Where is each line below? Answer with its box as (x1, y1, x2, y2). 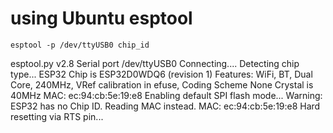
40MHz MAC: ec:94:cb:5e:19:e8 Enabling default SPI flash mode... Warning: (10, 89, 323, 101)
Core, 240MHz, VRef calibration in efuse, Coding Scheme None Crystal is (10, 78, 314, 91)
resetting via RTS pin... (10, 110, 104, 122)
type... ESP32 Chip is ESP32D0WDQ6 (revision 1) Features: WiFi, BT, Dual (10, 68, 313, 80)
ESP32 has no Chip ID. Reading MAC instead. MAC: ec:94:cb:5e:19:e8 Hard (10, 100, 321, 112)
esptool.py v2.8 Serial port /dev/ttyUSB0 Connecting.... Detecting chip (10, 57, 300, 69)
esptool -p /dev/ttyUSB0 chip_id (10, 40, 150, 50)
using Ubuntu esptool (10, 7, 193, 30)
